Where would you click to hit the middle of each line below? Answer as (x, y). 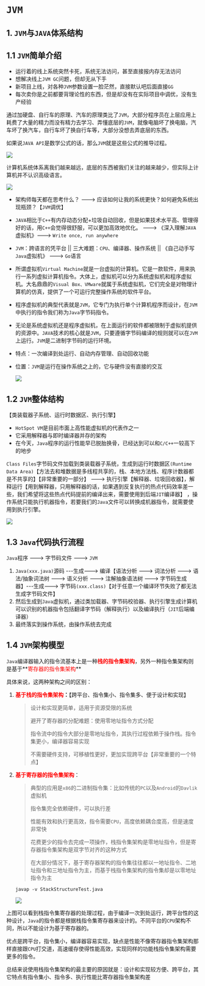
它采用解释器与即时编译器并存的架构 (61, 436)
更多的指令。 (22, 956)
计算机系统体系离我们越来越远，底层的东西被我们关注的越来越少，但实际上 (100, 167)
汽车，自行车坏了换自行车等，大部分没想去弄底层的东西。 (99, 130)
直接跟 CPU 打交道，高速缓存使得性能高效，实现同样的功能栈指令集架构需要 (104, 948)
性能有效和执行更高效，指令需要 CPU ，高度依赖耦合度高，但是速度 (112, 821)
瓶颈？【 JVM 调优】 (44, 207)
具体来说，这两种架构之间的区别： (49, 682)
